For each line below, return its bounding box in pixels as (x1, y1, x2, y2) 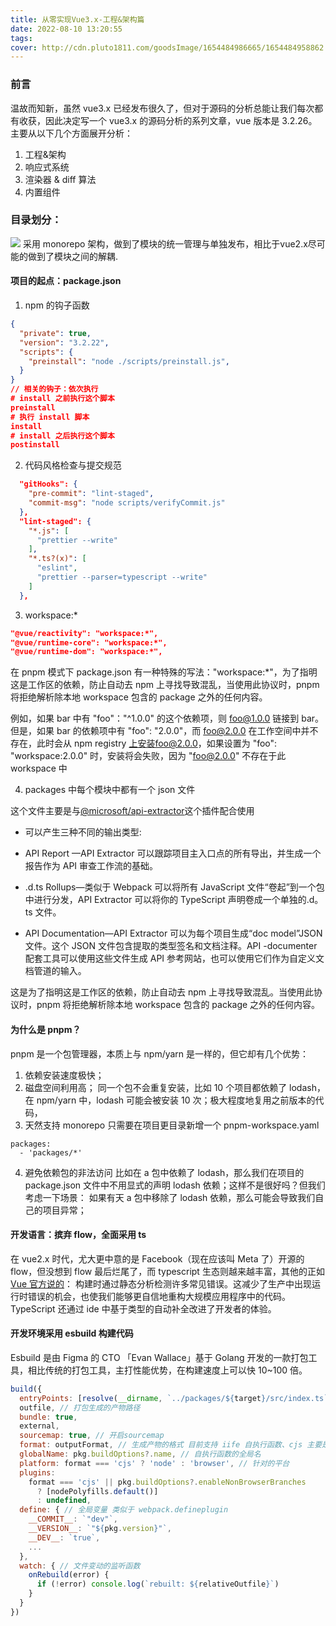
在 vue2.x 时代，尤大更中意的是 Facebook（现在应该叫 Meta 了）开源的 (10, 1252, 305, 1265)
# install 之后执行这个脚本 (10, 431, 115, 441)
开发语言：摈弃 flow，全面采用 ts (10, 1229, 147, 1241)
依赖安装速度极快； (24, 1069, 105, 1081)
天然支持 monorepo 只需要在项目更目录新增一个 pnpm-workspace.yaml (24, 1119, 320, 1131)
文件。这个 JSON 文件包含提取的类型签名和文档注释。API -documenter (24, 940, 318, 952)
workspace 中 (10, 762, 68, 775)
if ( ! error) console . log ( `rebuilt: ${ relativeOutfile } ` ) (36, 1579, 280, 1590)
